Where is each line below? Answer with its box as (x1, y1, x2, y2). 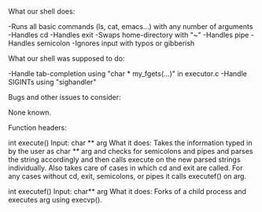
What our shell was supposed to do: (8, 54, 125, 63)
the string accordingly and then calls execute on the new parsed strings (8, 155, 242, 164)
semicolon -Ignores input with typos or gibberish (36, 38, 195, 48)
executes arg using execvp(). (8, 196, 102, 204)
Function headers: (8, 123, 67, 132)
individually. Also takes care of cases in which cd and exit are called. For (8, 163, 243, 172)
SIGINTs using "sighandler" (8, 78, 97, 86)
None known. (8, 108, 52, 117)
